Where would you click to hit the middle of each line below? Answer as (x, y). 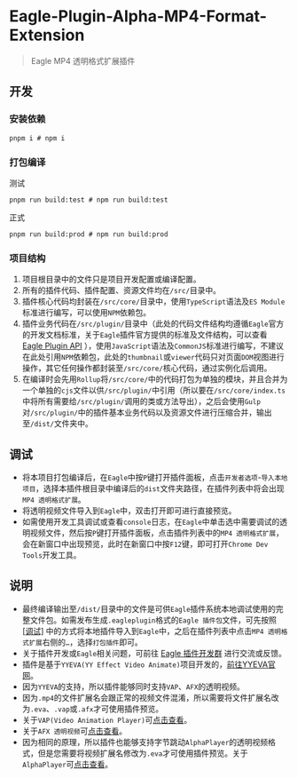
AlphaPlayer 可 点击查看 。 (67, 764)
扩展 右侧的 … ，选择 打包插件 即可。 (86, 642)
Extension (47, 35)
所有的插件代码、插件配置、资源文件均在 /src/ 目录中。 (121, 290)
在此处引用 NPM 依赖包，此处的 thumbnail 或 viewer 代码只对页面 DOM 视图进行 (153, 357)
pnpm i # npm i (37, 138)
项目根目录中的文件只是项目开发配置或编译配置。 (111, 279)
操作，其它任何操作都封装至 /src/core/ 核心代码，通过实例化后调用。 (147, 368)
